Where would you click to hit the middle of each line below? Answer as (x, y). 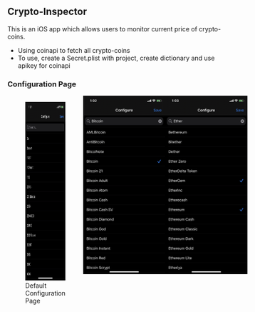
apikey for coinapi (44, 65)
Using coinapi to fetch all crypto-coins (74, 50)
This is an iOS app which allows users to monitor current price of (103, 29)
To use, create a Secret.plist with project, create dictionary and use (116, 58)
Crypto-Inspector (47, 12)
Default (36, 286)
